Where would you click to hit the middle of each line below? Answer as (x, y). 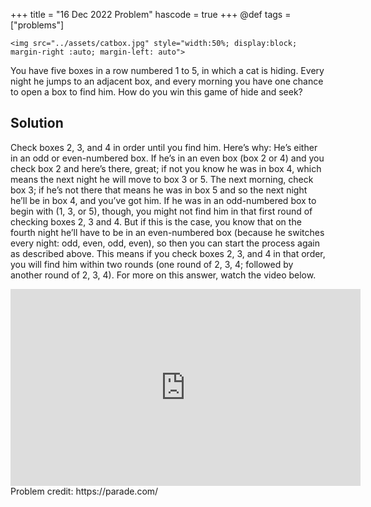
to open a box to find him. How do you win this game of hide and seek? (156, 92)
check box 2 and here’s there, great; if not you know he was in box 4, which (166, 168)
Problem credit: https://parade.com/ (84, 491)
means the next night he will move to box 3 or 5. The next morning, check (162, 179)
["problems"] (37, 25)
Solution (37, 123)
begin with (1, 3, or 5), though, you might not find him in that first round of (161, 211)
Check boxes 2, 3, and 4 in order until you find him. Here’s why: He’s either (164, 147)
